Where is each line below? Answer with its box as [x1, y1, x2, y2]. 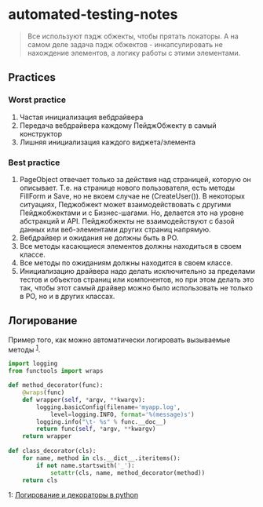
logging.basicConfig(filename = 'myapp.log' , [36, 403, 181, 411]
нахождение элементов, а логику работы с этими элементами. [27, 48, 241, 57]
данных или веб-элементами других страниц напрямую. [19, 224, 211, 234]
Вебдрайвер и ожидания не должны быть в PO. [19, 233, 179, 243]
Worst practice [8, 94, 67, 105]
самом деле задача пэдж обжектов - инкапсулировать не [27, 39, 224, 49]
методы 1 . [8, 343, 41, 354]
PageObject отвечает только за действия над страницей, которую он [19, 174, 251, 184]
